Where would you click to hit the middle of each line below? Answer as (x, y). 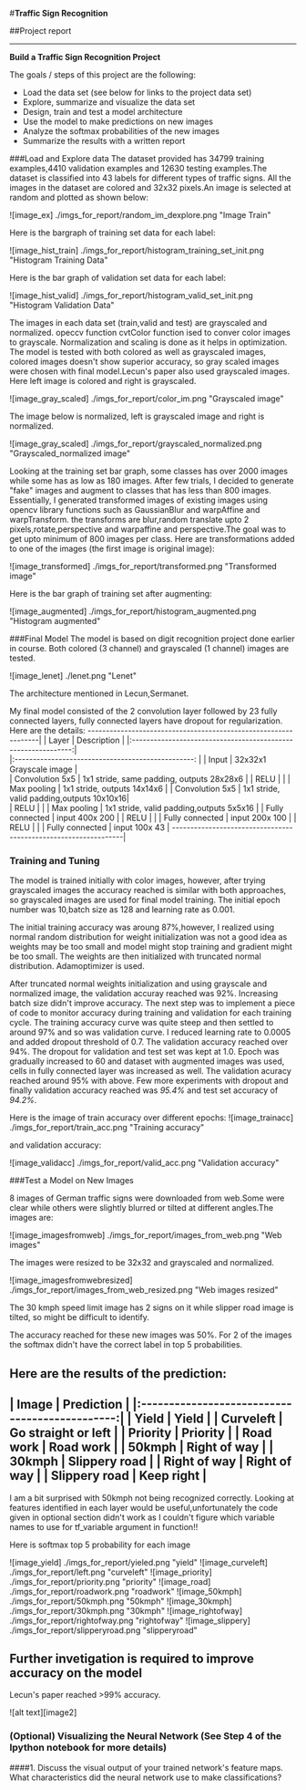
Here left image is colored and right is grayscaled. (103, 381)
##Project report (41, 31)
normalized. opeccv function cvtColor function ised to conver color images (150, 333)
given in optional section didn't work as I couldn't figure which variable (142, 1517)
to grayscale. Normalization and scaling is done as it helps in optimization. (148, 342)
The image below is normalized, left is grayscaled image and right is (137, 416)
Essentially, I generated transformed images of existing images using (139, 500)
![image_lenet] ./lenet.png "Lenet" (73, 676)
